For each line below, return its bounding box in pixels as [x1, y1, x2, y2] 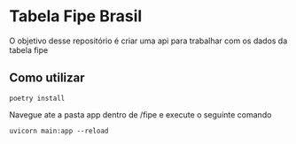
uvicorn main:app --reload [9, 126, 109, 135]
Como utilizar [9, 71, 86, 86]
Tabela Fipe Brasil [9, 6, 143, 27]
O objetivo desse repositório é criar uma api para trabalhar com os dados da [9, 35, 288, 46]
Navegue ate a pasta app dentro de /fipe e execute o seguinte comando [9, 109, 272, 120]
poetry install [9, 94, 66, 102]
